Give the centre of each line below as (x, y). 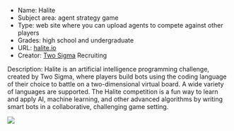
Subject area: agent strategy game (68, 18)
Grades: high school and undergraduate (76, 40)
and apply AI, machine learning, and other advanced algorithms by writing (115, 99)
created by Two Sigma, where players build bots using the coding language (117, 76)
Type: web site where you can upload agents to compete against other (121, 25)
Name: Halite (36, 10)
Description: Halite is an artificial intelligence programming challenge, (109, 69)
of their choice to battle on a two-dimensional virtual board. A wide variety (116, 84)
